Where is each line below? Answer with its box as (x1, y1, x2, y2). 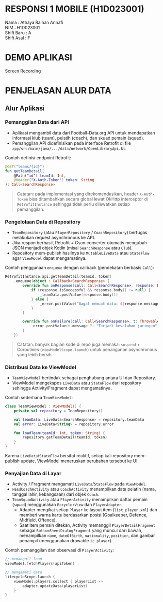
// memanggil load (5, 557, 42, 562)
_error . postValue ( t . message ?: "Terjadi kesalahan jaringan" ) (31, 324, 160, 329)
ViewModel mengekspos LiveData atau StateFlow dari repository (12, 380, 142, 386)
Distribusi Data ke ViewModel (5, 364, 76, 370)
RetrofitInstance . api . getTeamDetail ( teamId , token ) (5, 274, 112, 279)
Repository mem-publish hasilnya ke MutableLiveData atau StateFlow (12, 250, 149, 256)
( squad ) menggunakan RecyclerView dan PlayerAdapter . (12, 502, 123, 508)
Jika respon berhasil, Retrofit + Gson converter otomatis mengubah (12, 240, 147, 246)
